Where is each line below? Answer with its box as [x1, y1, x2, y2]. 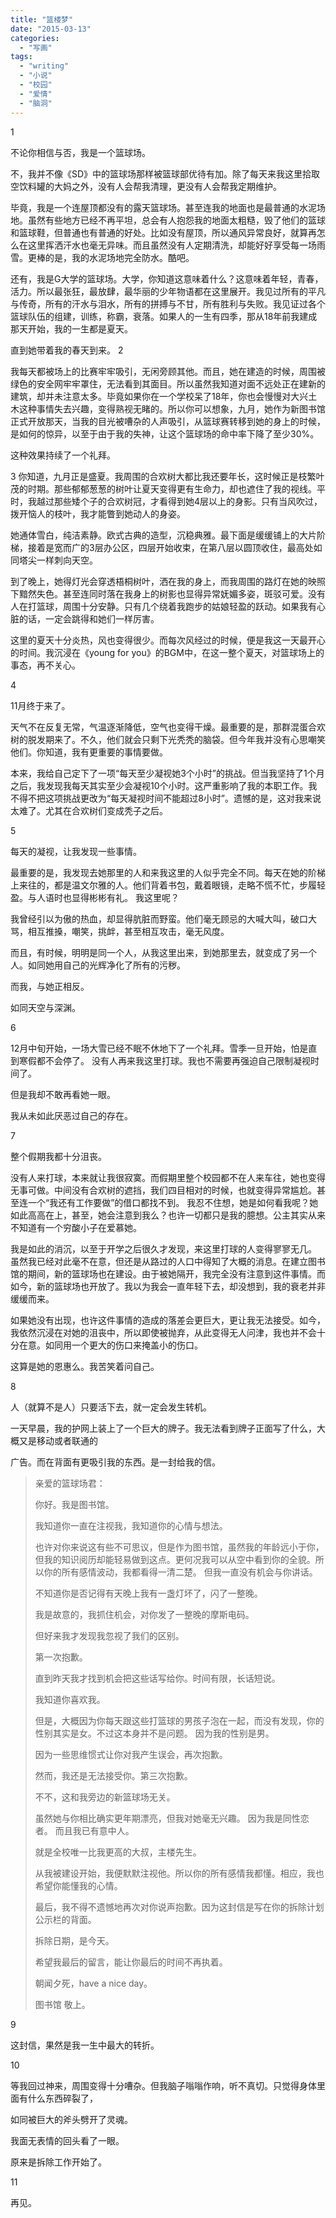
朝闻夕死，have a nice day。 [34, 1977, 153, 1989]
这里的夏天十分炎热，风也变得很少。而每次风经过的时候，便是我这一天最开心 [10, 634, 326, 646]
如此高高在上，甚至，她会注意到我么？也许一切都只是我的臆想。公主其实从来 [10, 1209, 326, 1221]
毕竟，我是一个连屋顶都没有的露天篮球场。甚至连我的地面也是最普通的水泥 [10, 201, 317, 213]
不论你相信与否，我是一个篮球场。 [10, 146, 151, 158]
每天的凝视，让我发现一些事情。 [10, 845, 142, 857]
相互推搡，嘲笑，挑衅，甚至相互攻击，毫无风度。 [27, 925, 230, 937]
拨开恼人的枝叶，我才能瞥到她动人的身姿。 [10, 507, 186, 520]
